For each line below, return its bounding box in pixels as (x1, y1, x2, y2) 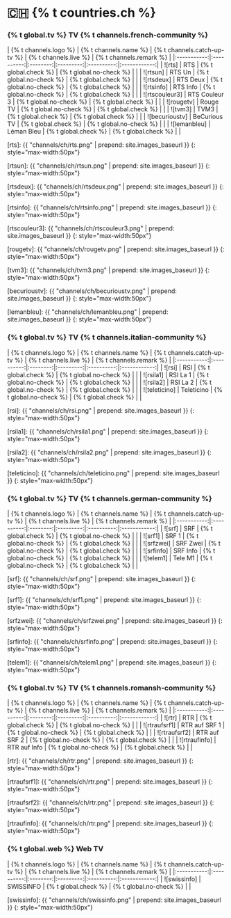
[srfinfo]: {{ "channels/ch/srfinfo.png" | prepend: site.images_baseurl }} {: (7, 638, 218, 646)
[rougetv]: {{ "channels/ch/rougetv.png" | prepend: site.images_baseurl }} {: (7, 245, 225, 253)
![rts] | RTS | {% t (164, 61, 213, 69)
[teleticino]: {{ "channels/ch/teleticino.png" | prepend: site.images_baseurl (7, 468, 220, 477)
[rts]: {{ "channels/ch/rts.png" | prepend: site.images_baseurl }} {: (7, 141, 196, 149)
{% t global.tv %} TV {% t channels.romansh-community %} (7, 683, 216, 693)
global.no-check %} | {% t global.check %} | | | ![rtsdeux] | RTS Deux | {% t (7, 75, 223, 84)
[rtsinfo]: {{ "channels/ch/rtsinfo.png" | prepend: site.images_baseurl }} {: (7, 203, 217, 212)
